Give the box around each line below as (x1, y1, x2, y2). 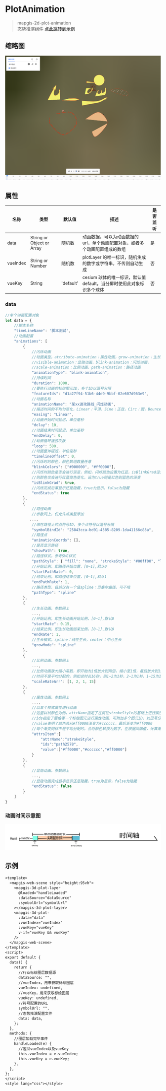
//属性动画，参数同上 (31, 695, 70, 700)
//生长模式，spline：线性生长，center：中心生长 (31, 637, 122, 642)
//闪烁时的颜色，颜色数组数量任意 (31, 459, 91, 465)
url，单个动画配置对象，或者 (82, 240, 140, 246)
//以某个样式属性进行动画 (31, 705, 77, 710)
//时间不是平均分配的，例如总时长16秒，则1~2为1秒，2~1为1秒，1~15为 (31, 674, 159, 679)
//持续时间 (31, 376, 51, 381)
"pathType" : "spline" (31, 590, 77, 595)
